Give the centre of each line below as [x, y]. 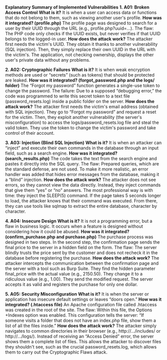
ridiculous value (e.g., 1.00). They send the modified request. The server [79, 279]
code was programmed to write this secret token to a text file [68, 96]
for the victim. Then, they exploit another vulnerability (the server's [74, 117]
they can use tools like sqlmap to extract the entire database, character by [81, 206]
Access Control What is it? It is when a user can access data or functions [81, 12]
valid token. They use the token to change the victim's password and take [81, 128]
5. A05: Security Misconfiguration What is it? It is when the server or [77, 294]
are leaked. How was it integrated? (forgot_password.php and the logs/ [80, 80]
